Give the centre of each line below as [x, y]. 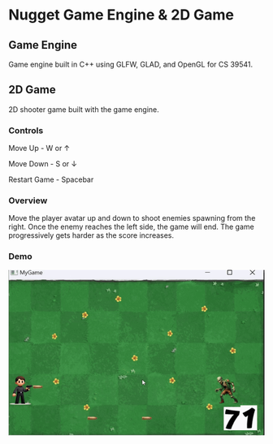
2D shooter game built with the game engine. [84, 109]
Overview [28, 200]
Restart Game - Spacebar [51, 179]
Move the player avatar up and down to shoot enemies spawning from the [132, 218]
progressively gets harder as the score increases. [91, 235]
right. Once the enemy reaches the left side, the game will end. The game [131, 227]
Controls [26, 130]
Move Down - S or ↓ [43, 164]
